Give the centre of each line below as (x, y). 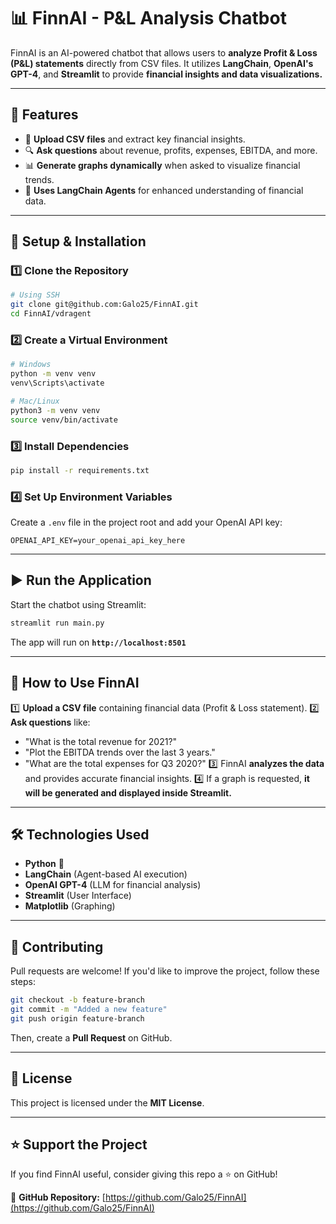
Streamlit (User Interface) (78, 896)
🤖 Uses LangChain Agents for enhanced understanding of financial (164, 190)
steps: (23, 982)
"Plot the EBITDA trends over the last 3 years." (120, 752)
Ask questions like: (50, 722)
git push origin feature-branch (77, 1018)
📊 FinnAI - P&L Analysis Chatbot (148, 18)
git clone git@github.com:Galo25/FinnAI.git (104, 305)
